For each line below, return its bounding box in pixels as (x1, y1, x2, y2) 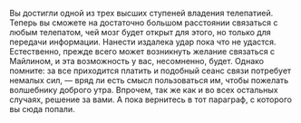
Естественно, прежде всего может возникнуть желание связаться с (9, 46, 276, 57)
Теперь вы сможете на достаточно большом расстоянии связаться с (9, 17, 278, 28)
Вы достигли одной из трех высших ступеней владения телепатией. (9, 8, 274, 18)
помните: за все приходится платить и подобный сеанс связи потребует (9, 65, 292, 76)
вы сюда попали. (9, 104, 75, 114)
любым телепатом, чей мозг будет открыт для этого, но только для (9, 27, 271, 37)
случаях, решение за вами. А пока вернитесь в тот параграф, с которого (9, 94, 293, 105)
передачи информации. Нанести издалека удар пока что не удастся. (9, 36, 277, 47)
